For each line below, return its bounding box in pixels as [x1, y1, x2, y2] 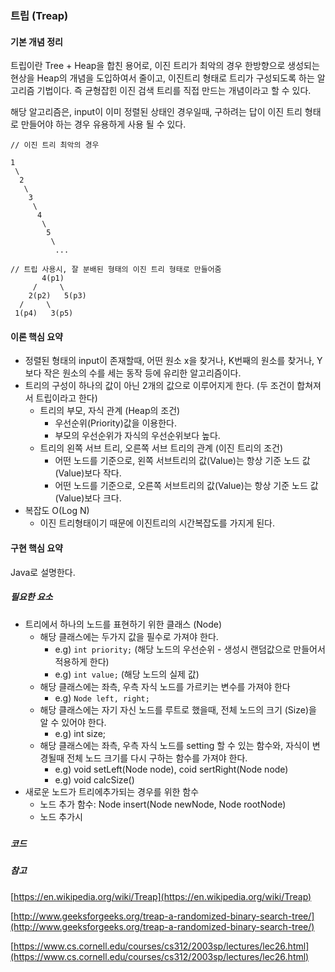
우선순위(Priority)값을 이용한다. [54, 417, 178, 429]
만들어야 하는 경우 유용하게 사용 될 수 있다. [20, 118, 187, 131]
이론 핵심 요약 [10, 330, 63, 342]
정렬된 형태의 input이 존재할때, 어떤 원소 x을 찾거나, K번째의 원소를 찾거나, [24, 355, 315, 367]
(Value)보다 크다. [54, 492, 122, 504]
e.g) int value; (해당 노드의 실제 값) [54, 668, 200, 680]
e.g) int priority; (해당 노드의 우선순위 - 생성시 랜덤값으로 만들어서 [54, 643, 326, 655]
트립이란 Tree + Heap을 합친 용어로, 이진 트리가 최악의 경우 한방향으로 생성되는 [10, 60, 320, 72]
